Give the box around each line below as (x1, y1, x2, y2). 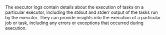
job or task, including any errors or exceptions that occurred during (5, 20, 144, 26)
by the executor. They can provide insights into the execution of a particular (5, 15, 161, 20)
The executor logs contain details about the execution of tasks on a (5, 4, 144, 10)
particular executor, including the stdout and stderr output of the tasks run (5, 9, 158, 15)
